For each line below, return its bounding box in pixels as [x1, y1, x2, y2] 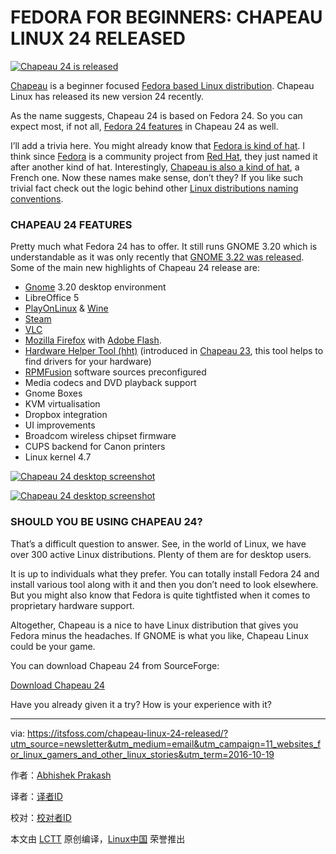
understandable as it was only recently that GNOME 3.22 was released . [10, 251, 305, 263]
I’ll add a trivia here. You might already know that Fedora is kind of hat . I [10, 139, 306, 151]
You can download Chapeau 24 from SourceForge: [10, 659, 220, 671]
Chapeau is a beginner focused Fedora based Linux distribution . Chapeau [10, 79, 315, 91]
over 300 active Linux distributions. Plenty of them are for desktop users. [10, 548, 312, 560]
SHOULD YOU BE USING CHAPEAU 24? [10, 515, 203, 529]
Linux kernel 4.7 [24, 451, 92, 463]
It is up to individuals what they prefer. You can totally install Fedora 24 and [10, 567, 320, 580]
